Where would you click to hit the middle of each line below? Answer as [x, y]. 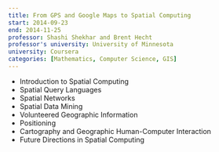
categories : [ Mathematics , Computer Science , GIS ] [93, 60]
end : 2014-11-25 [35, 30]
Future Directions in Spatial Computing [82, 139]
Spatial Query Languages [60, 89]
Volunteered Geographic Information [78, 114]
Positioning [38, 123]
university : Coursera [44, 52]
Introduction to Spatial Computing [74, 81]
